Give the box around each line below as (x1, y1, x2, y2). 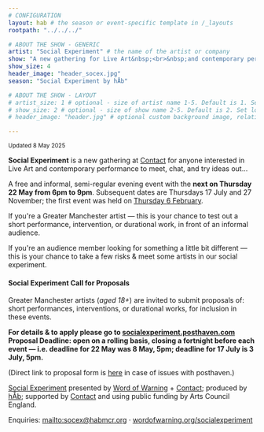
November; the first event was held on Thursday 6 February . (8, 196, 204, 206)
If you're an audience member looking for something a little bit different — (8, 244, 247, 253)
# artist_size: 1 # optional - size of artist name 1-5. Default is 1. (8, 99, 247, 106)
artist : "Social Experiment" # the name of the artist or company (8, 48, 230, 56)
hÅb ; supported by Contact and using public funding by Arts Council (8, 392, 230, 401)
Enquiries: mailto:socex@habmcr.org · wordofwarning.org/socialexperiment (8, 415, 253, 425)
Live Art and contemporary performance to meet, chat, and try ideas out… (8, 164, 248, 173)
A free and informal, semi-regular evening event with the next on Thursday (8, 179, 252, 189)
